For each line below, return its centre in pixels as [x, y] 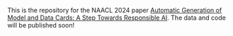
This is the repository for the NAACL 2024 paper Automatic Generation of [115, 10]
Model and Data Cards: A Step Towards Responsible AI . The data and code [117, 18]
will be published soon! [41, 25]
